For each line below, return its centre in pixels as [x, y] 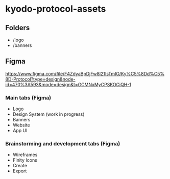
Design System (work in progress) [48, 114]
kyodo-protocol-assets [56, 9]
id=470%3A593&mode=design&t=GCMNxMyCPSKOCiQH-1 [68, 84]
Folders [18, 28]
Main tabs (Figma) [28, 97]
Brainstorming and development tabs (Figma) [63, 144]
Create [20, 166]
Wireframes [25, 155]
